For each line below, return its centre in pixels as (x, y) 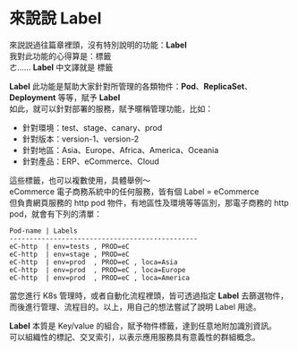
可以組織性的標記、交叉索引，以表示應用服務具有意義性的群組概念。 (135, 337)
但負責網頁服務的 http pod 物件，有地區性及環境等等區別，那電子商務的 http (149, 202)
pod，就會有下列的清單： (56, 214)
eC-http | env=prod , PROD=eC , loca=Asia (94, 262)
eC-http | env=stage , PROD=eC (69, 254)
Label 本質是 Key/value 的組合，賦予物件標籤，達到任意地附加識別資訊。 (143, 325)
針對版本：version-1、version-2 (81, 139)
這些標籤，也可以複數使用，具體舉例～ (80, 180)
